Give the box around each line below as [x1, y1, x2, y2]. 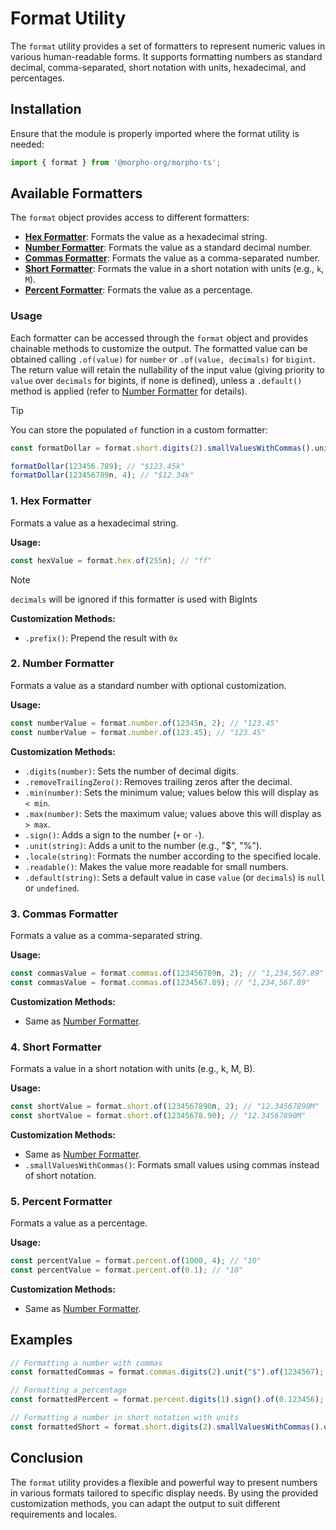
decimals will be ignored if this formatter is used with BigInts [10, 593, 258, 605]
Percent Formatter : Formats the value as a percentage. [24, 284, 253, 296]
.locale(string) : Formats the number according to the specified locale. [24, 850, 322, 862]
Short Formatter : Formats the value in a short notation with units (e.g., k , [24, 263, 325, 275]
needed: [10, 138, 45, 150]
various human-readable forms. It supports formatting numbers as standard [10, 50, 323, 62]
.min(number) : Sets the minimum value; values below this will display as [24, 786, 319, 798]
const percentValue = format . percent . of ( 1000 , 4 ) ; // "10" [10, 1255, 262, 1266]
